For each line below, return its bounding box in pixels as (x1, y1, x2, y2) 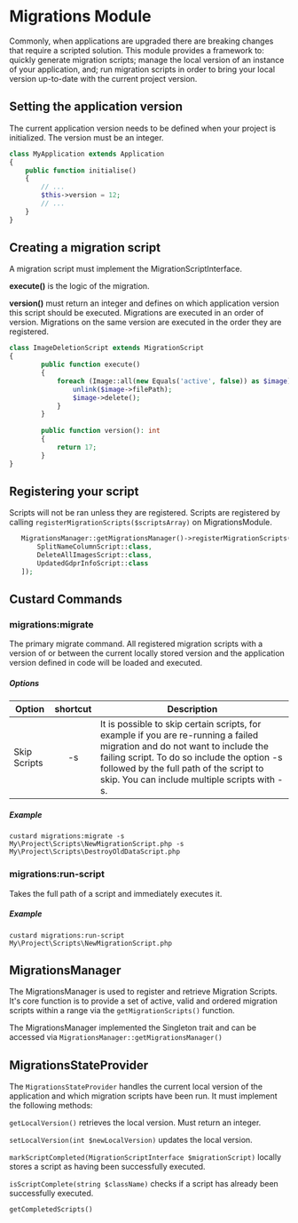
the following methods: (9, 1100, 93, 1111)
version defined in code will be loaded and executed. (9, 658, 203, 668)
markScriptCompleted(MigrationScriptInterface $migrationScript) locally (9, 1152, 282, 1163)
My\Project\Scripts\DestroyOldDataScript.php (9, 847, 180, 857)
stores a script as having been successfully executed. (9, 1162, 206, 1172)
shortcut (54, 703, 92, 715)
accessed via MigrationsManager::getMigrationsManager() (9, 1032, 223, 1043)
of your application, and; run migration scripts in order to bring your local (9, 64, 276, 75)
